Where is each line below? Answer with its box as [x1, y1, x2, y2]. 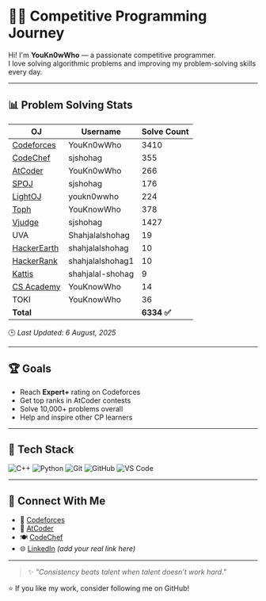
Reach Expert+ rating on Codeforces [19, 387, 141, 396]
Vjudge [12, 216, 40, 228]
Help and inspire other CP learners [19, 412, 133, 422]
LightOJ [12, 190, 42, 201]
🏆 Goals [8, 362, 51, 376]
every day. [8, 67, 43, 76]
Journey [8, 24, 65, 42]
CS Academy [12, 281, 61, 292]
